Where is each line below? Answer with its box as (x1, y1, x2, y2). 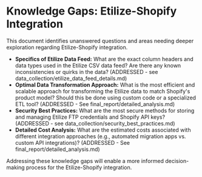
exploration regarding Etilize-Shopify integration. (6, 44, 128, 51)
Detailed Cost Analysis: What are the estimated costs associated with (15, 126, 191, 133)
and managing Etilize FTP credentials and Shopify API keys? (15, 113, 166, 121)
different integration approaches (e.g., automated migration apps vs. (15, 132, 186, 140)
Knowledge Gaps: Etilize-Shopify (6, 4, 177, 18)
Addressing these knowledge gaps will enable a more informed (6, 157, 164, 164)
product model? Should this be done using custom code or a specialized (15, 94, 196, 101)
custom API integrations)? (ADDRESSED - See (15, 139, 130, 146)
